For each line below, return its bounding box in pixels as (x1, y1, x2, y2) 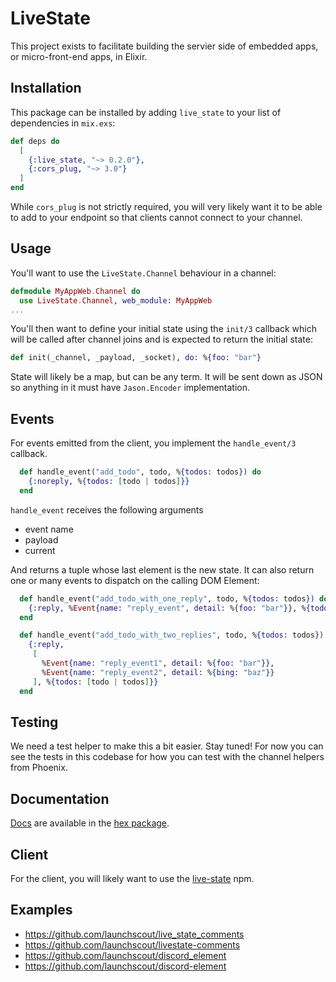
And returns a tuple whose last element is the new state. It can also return (10, 563, 315, 576)
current (24, 544, 56, 556)
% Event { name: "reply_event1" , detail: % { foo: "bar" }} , (41, 658, 275, 668)
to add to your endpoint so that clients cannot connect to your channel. (10, 212, 303, 223)
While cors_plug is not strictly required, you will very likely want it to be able (10, 201, 323, 212)
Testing (10, 713, 59, 731)
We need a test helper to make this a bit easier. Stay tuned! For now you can (10, 740, 324, 752)
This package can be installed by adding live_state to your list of (10, 106, 282, 118)
